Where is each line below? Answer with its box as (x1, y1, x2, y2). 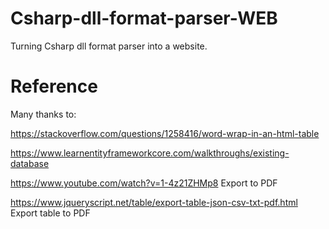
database (10, 157, 50, 169)
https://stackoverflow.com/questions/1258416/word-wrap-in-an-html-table (10, 127, 320, 139)
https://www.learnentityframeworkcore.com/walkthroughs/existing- (10, 147, 290, 159)
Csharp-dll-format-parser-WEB (10, 7, 278, 30)
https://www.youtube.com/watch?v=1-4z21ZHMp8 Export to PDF (10, 177, 278, 189)
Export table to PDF (10, 207, 91, 219)
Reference (10, 75, 98, 98)
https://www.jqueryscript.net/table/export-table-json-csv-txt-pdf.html (10, 196, 298, 208)
